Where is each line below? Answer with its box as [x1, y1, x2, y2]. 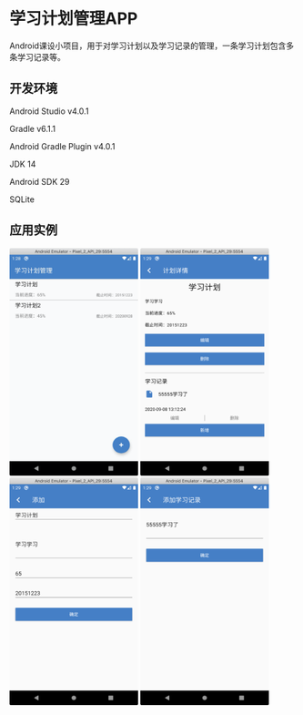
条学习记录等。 [9, 51, 66, 62]
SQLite [9, 193, 35, 205]
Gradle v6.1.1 [9, 123, 56, 134]
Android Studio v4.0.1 [9, 106, 89, 117]
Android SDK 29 [9, 176, 70, 187]
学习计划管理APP [9, 8, 138, 29]
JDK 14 [9, 158, 36, 169]
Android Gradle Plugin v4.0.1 [9, 140, 116, 151]
